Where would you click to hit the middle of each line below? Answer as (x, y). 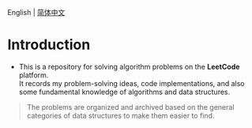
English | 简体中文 (36, 12)
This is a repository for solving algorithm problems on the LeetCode (129, 66)
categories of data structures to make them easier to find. (120, 115)
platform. (34, 75)
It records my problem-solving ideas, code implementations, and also (132, 83)
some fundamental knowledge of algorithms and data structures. (124, 92)
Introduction (49, 45)
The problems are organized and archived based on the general (130, 107)
